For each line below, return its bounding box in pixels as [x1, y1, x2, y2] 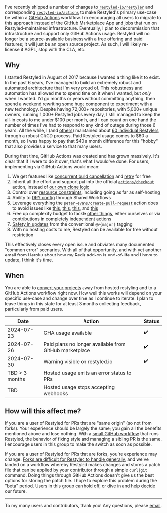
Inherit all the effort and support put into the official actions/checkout [12, 178, 154, 184]
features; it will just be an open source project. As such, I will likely [5, 41, 141, 47]
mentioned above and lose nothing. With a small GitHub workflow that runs [5, 431, 159, 437]
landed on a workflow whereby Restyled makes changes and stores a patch [5, 462, 161, 468]
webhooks [43, 390, 68, 397]
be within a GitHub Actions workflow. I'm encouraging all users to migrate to [5, 15, 161, 20]
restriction [12, 232, 34, 238]
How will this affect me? [5, 407, 81, 416]
